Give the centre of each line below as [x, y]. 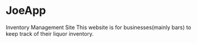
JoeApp [26, 11]
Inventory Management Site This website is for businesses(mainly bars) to [98, 27]
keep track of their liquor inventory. [50, 33]
